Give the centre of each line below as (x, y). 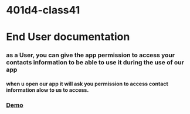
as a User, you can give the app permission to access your (90, 55)
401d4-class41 (43, 10)
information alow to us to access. (48, 90)
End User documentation (68, 37)
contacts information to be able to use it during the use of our (95, 63)
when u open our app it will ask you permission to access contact (87, 84)
